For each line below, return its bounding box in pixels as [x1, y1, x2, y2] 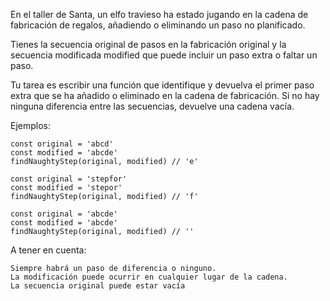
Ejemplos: [10, 120, 52, 131]
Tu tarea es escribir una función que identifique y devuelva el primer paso [10, 79, 315, 91]
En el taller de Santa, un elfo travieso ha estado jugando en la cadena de [10, 9, 309, 20]
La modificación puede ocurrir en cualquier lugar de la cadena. [10, 272, 288, 282]
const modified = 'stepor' [10, 183, 123, 193]
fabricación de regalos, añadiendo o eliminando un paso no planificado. [10, 19, 306, 31]
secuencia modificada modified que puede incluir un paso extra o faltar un [10, 49, 318, 61]
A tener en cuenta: [10, 244, 87, 256]
